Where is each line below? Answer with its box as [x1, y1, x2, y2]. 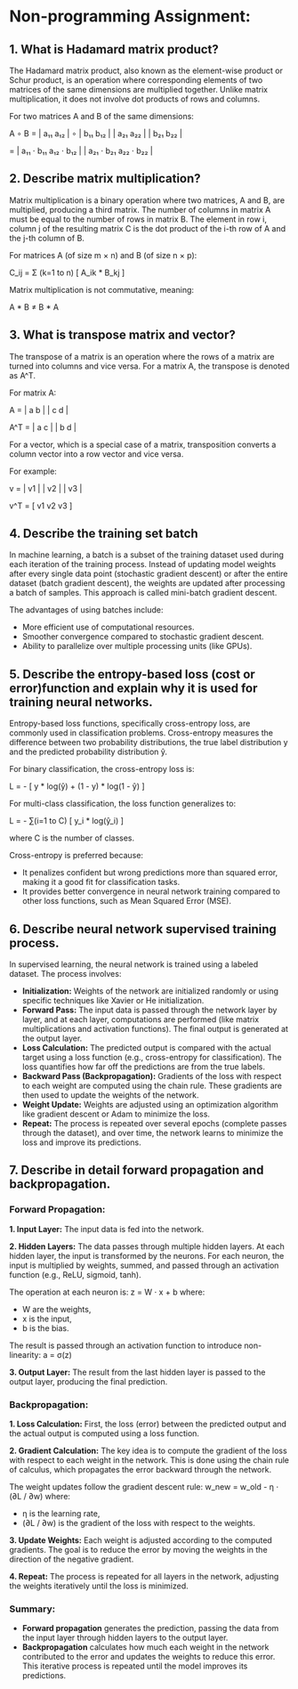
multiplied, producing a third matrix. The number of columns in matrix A [9, 204, 271, 215]
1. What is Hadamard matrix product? [9, 42, 220, 57]
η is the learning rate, [21, 1508, 101, 1519]
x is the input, [21, 1313, 73, 1324]
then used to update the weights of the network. [21, 1090, 199, 1100]
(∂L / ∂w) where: [9, 1491, 71, 1502]
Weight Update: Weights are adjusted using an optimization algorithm [21, 1100, 278, 1110]
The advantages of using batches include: [9, 605, 164, 615]
